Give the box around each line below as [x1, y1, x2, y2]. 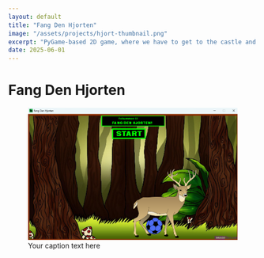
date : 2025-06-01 [8, 46, 66, 55]
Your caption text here [28, 241, 100, 250]
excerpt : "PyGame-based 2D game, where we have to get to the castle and [8, 38, 257, 46]
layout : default [8, 13, 62, 21]
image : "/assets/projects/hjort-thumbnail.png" [8, 29, 168, 37]
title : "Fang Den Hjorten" [8, 21, 97, 29]
